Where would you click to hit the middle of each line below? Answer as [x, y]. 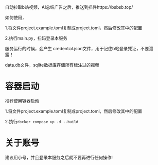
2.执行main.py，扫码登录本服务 [36, 38]
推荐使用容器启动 [22, 101]
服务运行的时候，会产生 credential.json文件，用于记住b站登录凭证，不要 [77, 48]
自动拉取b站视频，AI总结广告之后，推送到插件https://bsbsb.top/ [69, 7]
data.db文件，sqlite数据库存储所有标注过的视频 [52, 65]
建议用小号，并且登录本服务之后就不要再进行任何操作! [59, 157]
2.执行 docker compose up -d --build [42, 121]
